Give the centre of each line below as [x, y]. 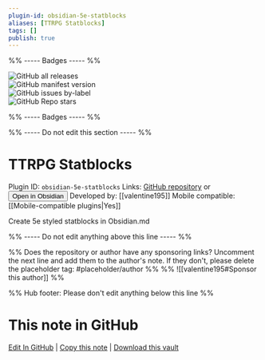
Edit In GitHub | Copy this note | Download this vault [94, 347]
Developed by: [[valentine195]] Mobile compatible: [152, 196]
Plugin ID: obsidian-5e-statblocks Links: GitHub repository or [110, 187]
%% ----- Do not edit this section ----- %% [80, 133]
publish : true [32, 38]
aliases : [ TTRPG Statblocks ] [57, 23]
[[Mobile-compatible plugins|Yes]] [65, 206]
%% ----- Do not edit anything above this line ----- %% [100, 237]
